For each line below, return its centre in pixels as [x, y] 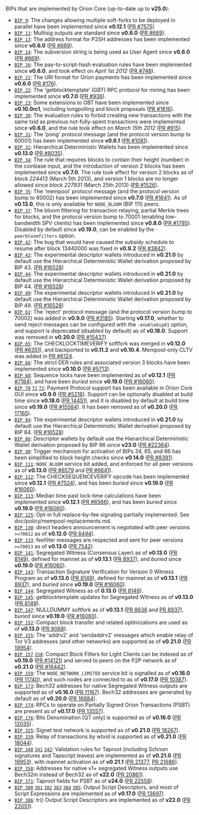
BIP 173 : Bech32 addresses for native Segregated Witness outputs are [101, 686]
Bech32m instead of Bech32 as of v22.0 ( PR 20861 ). [79, 774]
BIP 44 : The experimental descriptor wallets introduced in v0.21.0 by [99, 274]
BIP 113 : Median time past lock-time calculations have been [88, 496]
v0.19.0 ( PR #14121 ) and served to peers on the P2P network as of [95, 660]
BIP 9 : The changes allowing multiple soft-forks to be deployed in [95, 20]
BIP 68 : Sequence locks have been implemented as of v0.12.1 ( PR [95, 375]
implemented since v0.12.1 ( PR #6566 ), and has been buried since [95, 502]
